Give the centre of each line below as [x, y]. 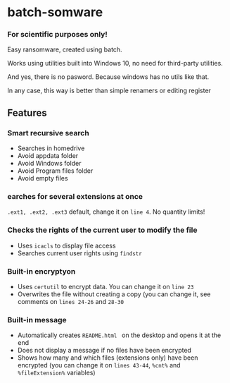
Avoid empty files [43, 178]
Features [27, 113]
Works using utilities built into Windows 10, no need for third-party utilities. [115, 63]
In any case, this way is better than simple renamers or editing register [109, 91]
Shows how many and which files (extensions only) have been [108, 358]
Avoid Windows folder [49, 164]
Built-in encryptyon [41, 271]
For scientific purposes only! [57, 35]
